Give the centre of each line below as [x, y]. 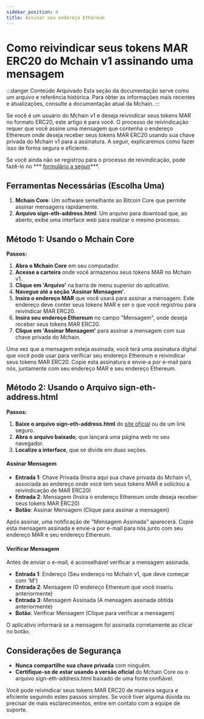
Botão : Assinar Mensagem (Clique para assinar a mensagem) [92, 510]
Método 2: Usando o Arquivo [62, 388]
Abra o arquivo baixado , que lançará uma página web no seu [92, 437]
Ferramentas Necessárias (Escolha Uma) [86, 186]
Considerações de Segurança [64, 651]
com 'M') [26, 581]
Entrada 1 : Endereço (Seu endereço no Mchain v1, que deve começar [102, 574]
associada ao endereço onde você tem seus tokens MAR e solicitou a [102, 484]
